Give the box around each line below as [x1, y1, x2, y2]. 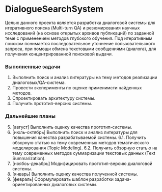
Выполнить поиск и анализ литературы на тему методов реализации [12, 75, 158, 81]
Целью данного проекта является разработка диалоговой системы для [5, 20, 156, 26]
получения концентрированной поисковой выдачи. [5, 51, 113, 57]
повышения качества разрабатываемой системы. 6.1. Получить [12, 134, 146, 140]
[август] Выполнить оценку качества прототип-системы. [12, 124, 133, 130]
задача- [114, 176, 132, 182]
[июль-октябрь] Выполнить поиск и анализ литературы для [12, 129, 138, 135]
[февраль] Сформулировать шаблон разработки [12, 176, 114, 182]
